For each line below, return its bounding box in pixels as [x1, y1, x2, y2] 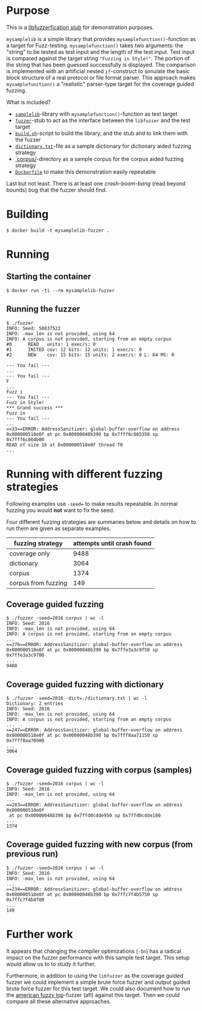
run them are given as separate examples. [6, 525, 111, 532]
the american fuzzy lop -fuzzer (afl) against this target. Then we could [6, 991, 180, 998]
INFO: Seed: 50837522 [6, 325, 61, 332]
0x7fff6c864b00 [6, 436, 45, 442]
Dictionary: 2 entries [6, 701, 64, 707]
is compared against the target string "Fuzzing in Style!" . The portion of [6, 54, 190, 62]
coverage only [9, 549, 50, 557]
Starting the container [6, 272, 91, 282]
